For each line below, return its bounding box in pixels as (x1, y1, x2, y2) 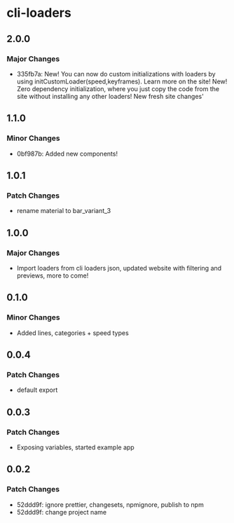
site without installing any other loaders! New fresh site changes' (16, 92, 204, 100)
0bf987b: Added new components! (16, 149, 118, 158)
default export (16, 386, 58, 394)
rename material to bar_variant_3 (16, 207, 111, 215)
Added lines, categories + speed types (16, 328, 129, 337)
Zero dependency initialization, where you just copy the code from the (16, 84, 220, 93)
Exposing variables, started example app (16, 443, 135, 451)
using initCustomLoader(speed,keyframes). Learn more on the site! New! (16, 77, 228, 86)
